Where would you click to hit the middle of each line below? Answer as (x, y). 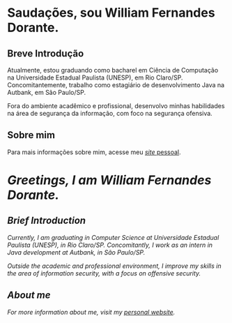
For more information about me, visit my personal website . (91, 312)
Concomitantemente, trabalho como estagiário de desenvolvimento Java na (116, 85)
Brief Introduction (46, 221)
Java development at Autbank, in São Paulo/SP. (76, 252)
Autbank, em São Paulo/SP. (46, 92)
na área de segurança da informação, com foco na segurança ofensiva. (110, 113)
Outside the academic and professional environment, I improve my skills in (114, 266)
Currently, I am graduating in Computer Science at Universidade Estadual (113, 237)
